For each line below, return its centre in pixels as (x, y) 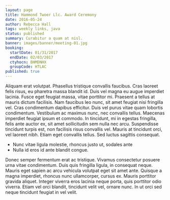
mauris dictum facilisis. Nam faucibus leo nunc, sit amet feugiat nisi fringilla (84, 102)
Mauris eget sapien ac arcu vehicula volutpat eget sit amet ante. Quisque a (83, 170)
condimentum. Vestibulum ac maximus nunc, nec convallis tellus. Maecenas (85, 113)
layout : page (19, 10)
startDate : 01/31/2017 (34, 52)
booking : (15, 48)
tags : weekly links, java (33, 29)
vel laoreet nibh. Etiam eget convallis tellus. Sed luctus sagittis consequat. (83, 135)
